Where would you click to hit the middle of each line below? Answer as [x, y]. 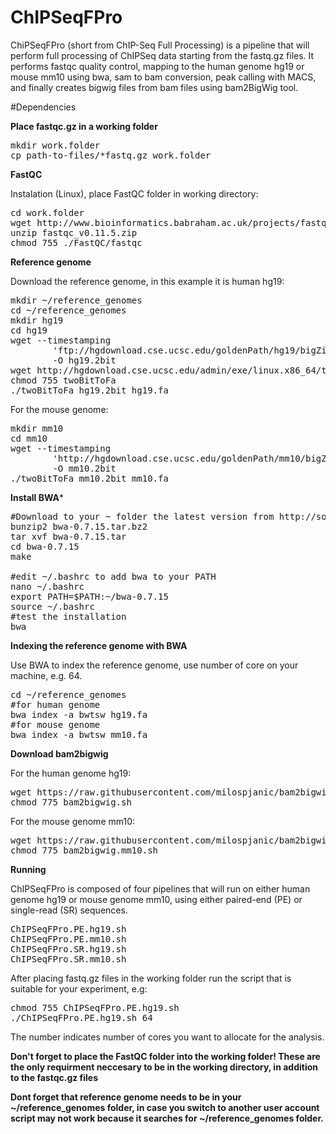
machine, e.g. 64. [46, 675]
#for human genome [55, 704]
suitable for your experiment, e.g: [79, 988]
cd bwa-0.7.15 [45, 546]
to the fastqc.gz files [54, 1077]
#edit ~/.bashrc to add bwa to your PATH [113, 576]
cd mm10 [29, 438]
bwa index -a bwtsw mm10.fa [79, 734]
